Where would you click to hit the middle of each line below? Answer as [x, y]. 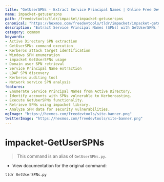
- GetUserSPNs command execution [39, 46]
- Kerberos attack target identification [48, 50]
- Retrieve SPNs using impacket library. [48, 105]
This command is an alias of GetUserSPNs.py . [61, 156]
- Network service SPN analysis [38, 82]
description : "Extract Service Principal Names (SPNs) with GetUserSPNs [81, 28]
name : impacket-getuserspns [34, 14]
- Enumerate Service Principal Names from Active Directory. [69, 91]
